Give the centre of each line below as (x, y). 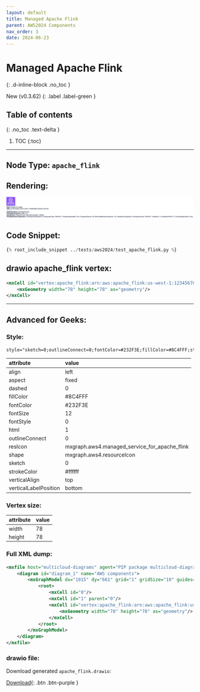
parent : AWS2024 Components (41, 25)
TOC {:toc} (28, 141)
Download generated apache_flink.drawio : (59, 671)
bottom (74, 488)
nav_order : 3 (22, 32)
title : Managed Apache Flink (42, 19)
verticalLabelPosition (35, 488)
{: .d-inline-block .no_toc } (38, 85)
